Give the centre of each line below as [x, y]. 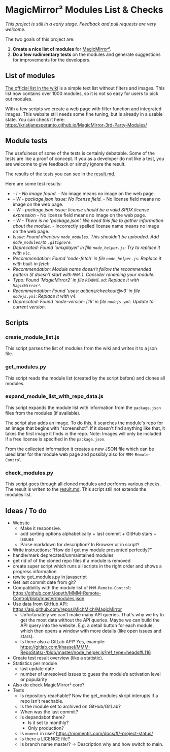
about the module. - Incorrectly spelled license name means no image [86, 226]
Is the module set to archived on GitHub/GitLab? [70, 706]
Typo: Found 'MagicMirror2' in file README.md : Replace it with [76, 280]
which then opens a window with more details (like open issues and [91, 631]
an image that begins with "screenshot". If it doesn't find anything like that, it [85, 428]
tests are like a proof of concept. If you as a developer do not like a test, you [85, 159]
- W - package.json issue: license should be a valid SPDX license [81, 209]
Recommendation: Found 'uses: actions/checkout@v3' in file [76, 291]
